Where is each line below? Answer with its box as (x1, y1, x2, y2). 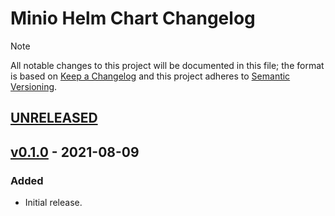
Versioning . (10, 80, 58, 92)
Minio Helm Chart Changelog (10, 7, 256, 30)
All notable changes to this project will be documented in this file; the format (10, 59, 325, 71)
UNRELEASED (10, 110, 98, 127)
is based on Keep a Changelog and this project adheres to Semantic (10, 70, 291, 82)
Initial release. (24, 197, 83, 209)
